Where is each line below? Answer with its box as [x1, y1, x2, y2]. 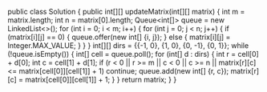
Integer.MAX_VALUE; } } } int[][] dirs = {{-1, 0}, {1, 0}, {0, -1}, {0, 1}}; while [7, 41, 249, 50]
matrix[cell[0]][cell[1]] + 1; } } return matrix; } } [25, 75, 177, 84]
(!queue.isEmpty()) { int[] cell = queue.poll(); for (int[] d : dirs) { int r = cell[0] [7, 50, 260, 58]
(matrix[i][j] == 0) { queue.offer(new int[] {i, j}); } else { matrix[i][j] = [7, 32, 231, 42]
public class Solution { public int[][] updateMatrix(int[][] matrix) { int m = [7, 7, 245, 16]
